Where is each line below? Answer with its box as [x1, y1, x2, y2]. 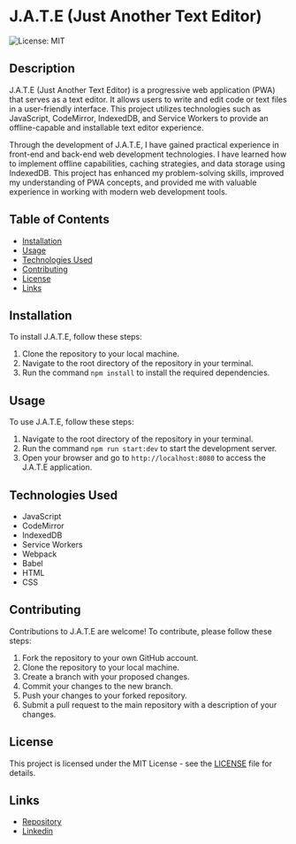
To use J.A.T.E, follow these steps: [9, 417, 134, 427]
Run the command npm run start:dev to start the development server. [21, 443, 277, 454]
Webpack [21, 549, 57, 559]
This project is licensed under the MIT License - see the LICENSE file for [9, 758, 272, 769]
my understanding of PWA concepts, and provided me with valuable [9, 177, 257, 188]
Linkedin [21, 825, 54, 837]
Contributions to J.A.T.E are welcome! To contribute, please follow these [9, 625, 272, 636]
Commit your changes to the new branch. [21, 680, 174, 691]
